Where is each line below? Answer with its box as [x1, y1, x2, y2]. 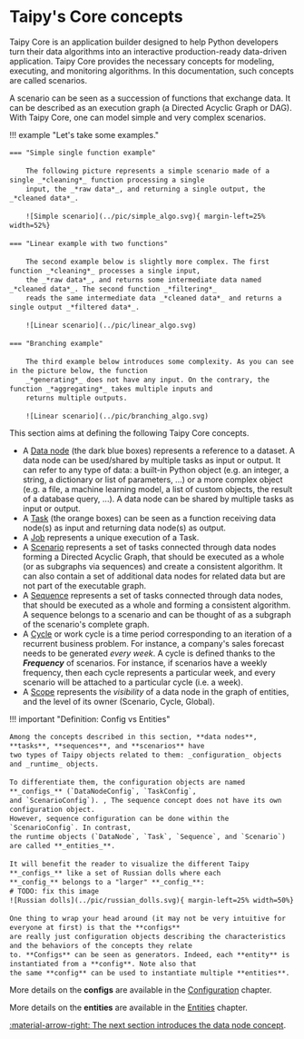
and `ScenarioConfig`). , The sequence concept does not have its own [9, 796, 282, 805]
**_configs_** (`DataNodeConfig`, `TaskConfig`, [9, 787, 197, 796]
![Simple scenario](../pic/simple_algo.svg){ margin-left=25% [25, 212, 266, 221]
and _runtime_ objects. [9, 759, 100, 768]
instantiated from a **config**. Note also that [9, 959, 197, 968]
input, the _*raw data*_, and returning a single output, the [25, 184, 266, 193]
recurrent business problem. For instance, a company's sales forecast [22, 638, 285, 648]
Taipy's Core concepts [9, 6, 183, 27]
